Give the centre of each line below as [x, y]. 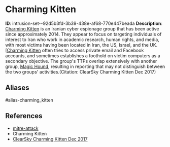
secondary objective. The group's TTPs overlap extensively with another [81, 61]
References [24, 116]
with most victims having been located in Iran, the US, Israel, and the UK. [81, 45]
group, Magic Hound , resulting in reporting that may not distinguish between [85, 66]
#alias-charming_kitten [29, 100]
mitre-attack [26, 128]
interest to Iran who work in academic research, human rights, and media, [82, 40]
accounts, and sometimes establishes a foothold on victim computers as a [83, 56]
